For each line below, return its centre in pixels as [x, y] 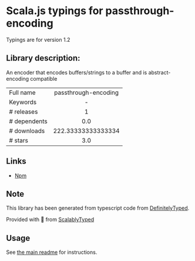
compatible [44, 78]
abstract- [159, 72]
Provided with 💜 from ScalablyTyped [50, 220]
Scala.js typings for [55, 11]
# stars [19, 140]
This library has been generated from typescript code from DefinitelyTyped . [98, 208]
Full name [23, 92]
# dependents [28, 121]
